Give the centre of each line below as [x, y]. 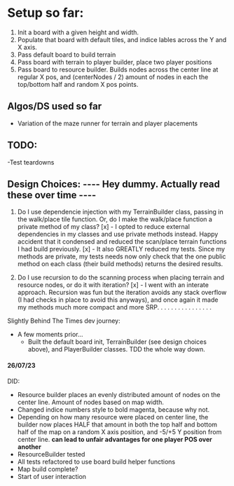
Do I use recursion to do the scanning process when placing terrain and [121, 277]
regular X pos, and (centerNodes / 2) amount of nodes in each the [113, 77]
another [29, 447]
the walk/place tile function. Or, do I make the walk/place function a [115, 219]
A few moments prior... [50, 335]
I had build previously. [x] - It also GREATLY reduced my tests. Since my [121, 249]
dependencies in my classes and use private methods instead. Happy [118, 234]
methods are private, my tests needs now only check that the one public [122, 256]
